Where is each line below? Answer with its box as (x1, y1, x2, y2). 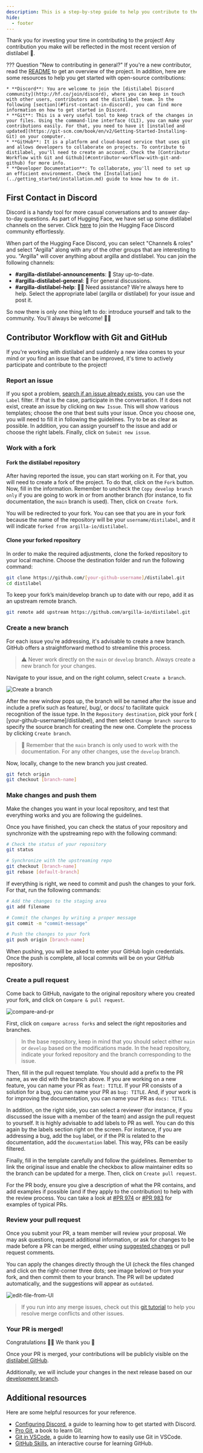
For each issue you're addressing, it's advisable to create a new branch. (6, 637, 185, 645)
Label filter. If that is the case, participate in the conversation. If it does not (6, 396, 192, 404)
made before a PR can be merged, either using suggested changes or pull (6, 1242, 190, 1249)
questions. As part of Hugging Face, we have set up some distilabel (24, 215, 192, 222)
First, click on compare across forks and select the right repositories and (6, 1019, 187, 1027)
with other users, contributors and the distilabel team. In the (6, 96, 174, 103)
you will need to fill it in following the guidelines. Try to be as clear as (6, 416, 178, 423)
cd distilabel (6, 580, 42, 587)
